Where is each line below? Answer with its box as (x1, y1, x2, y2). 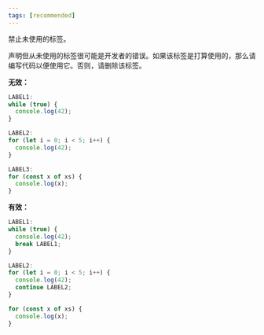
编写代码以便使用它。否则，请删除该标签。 (8, 61, 146, 70)
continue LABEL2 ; (15, 284, 72, 292)
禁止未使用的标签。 (8, 34, 71, 43)
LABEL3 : (8, 165, 34, 173)
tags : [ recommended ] (8, 11, 76, 20)
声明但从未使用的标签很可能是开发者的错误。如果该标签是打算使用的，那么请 (8, 50, 256, 60)
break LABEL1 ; (15, 240, 61, 248)
